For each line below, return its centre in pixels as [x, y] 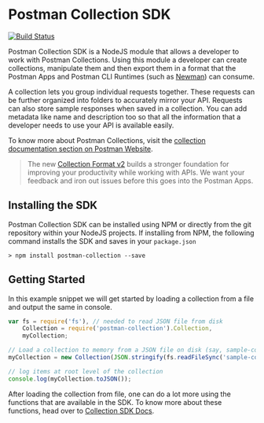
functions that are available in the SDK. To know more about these [115, 402]
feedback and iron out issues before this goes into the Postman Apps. [140, 180]
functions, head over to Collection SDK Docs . [81, 410]
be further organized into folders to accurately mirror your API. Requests [125, 100]
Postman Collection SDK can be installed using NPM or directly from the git [130, 224]
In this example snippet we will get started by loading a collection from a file [131, 298]
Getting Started [47, 280]
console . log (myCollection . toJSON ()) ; [70, 379]
